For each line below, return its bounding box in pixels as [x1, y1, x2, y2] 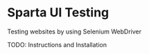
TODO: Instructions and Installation [7, 40, 107, 49]
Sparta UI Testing [7, 5, 109, 21]
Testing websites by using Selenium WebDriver [7, 27, 142, 36]
